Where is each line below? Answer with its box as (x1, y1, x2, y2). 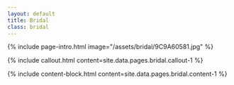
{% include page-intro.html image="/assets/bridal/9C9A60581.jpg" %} (7, 43, 214, 51)
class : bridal (7, 23, 50, 30)
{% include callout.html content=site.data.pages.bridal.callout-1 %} (7, 56, 204, 65)
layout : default (7, 10, 55, 18)
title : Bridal (7, 17, 50, 24)
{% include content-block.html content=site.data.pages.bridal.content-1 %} (7, 70, 228, 78)
